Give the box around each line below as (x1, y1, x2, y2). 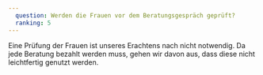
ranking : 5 (15, 19, 51, 27)
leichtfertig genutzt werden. (8, 57, 99, 67)
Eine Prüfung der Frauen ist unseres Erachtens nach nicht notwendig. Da (8, 40, 246, 50)
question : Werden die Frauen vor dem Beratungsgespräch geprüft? (15, 11, 236, 20)
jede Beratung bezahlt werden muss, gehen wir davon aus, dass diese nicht (8, 49, 256, 58)
